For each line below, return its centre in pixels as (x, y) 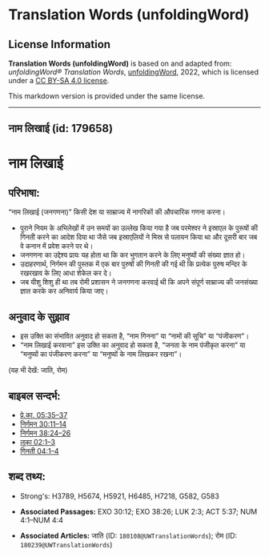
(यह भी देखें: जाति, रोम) (38, 371)
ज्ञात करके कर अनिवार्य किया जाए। (64, 291)
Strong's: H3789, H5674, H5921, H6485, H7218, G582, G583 (120, 496)
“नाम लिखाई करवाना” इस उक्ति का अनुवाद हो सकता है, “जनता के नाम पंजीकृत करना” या (132, 345)
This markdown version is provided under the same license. (107, 96)
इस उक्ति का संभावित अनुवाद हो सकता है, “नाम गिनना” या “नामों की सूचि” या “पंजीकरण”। (134, 336)
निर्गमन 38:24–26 (45, 433)
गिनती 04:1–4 (39, 451)
